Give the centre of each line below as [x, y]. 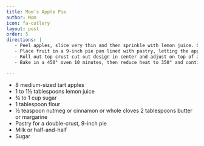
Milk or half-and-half [41, 130]
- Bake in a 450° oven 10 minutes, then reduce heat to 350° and [99, 62]
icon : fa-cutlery [28, 23]
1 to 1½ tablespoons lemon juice [55, 91]
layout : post [23, 29]
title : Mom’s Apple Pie [36, 12]
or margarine [31, 117]
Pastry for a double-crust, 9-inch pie [61, 123]
